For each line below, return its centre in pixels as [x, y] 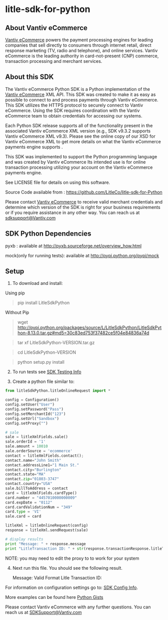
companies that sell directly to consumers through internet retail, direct [78, 45]
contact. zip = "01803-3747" [32, 479]
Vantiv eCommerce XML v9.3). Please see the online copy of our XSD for [80, 136]
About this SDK [29, 77]
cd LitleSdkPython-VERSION [47, 352]
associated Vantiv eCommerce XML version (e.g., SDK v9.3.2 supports [78, 131]
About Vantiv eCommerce [46, 28]
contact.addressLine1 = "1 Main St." [42, 465]
